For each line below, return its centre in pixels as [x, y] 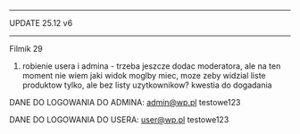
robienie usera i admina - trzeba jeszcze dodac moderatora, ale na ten [151, 66]
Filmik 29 [26, 49]
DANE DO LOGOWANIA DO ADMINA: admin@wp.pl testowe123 [125, 102]
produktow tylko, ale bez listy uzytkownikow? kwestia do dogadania [147, 85]
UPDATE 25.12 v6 [41, 23]
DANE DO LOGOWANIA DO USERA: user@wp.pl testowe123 [119, 120]
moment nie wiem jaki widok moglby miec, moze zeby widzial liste [144, 75]
